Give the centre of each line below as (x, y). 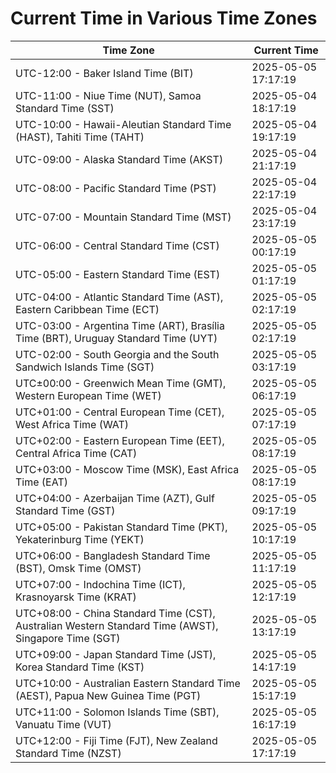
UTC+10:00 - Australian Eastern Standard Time (128, 683)
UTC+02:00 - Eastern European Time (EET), (120, 440)
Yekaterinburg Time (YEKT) (80, 539)
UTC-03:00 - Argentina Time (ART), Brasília (120, 325)
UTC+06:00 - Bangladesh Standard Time (113, 555)
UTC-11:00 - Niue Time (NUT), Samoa (108, 95)
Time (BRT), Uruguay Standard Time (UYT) (116, 338)
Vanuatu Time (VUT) (63, 724)
